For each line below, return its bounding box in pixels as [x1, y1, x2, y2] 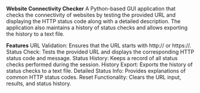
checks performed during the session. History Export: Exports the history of [6, 61, 193, 68]
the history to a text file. [6, 30, 64, 38]
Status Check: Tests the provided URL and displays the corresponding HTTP [6, 48, 195, 55]
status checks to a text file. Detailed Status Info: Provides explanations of [6, 67, 186, 74]
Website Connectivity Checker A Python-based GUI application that [6, 5, 176, 12]
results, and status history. [6, 80, 72, 87]
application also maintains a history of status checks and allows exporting [6, 24, 188, 31]
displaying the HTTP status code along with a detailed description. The [6, 18, 181, 24]
